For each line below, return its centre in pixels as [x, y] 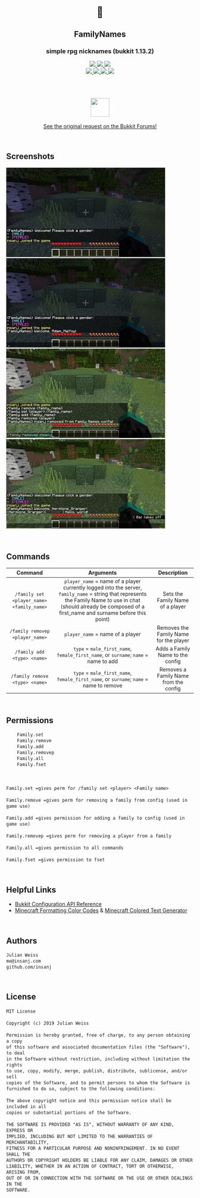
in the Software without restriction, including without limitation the [98, 1059]
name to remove [103, 685]
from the [173, 682]
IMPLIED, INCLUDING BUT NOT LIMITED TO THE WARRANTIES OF [79, 1136]
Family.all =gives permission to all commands [65, 848]
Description [173, 572]
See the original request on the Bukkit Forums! [100, 126]
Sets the [173, 594]
